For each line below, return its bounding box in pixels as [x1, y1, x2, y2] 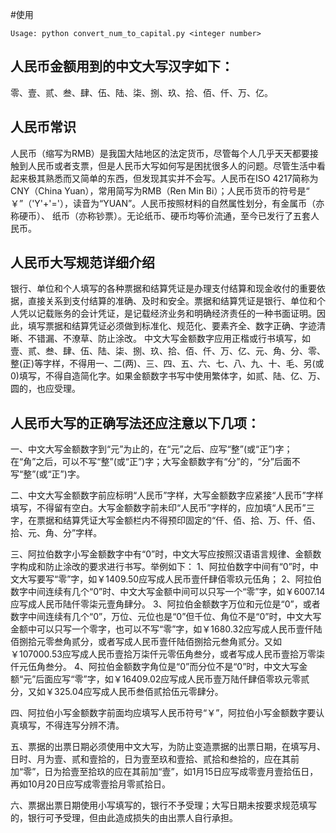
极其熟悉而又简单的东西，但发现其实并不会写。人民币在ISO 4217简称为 [27, 172, 319, 184]
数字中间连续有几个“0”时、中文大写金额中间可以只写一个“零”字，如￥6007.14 [10, 586, 326, 598]
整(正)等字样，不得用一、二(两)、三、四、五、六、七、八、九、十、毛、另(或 [10, 358, 325, 370]
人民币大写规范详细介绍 [10, 254, 155, 272]
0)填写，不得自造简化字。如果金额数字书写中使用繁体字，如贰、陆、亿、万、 [10, 370, 326, 382]
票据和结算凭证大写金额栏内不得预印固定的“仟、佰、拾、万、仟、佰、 [36, 514, 322, 527]
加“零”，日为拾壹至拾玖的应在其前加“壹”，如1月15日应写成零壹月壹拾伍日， [10, 766, 319, 778]
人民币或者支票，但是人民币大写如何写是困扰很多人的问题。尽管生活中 [27, 159, 317, 172]
